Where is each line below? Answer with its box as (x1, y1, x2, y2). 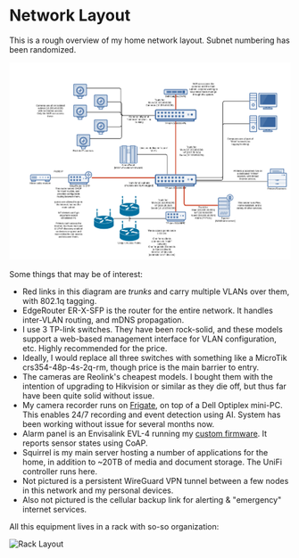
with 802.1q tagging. (21, 296, 97, 307)
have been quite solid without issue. (21, 390, 154, 401)
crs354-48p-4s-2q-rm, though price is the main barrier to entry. (21, 362, 260, 373)
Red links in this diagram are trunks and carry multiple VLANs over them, (21, 286, 290, 297)
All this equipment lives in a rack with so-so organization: (9, 521, 220, 532)
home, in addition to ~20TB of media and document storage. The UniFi (21, 456, 283, 468)
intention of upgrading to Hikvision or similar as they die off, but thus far (21, 381, 287, 392)
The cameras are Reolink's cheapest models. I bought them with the (21, 372, 274, 382)
